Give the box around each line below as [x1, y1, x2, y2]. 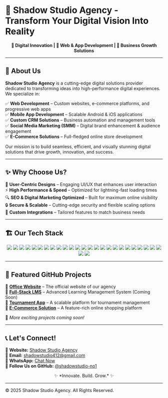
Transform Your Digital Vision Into [5, 15, 149, 26]
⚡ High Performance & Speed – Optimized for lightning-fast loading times [5, 187, 157, 193]
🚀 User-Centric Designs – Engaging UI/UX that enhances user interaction [5, 181, 157, 187]
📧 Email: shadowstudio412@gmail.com [5, 352, 85, 358]
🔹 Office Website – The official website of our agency [5, 283, 116, 289]
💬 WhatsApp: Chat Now [5, 357, 55, 363]
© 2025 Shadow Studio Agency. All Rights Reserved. [5, 387, 114, 393]
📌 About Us [5, 67, 41, 75]
